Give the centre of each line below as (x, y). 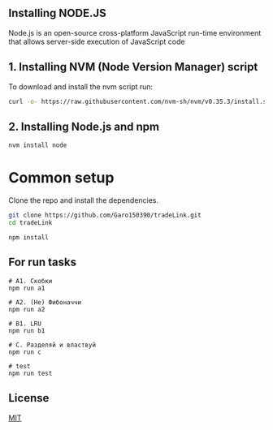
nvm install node (38, 145)
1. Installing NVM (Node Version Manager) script (133, 67)
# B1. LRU (25, 324)
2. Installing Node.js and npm (84, 126)
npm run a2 (27, 309)
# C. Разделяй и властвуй (52, 345)
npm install (28, 237)
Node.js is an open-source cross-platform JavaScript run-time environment (135, 32)
